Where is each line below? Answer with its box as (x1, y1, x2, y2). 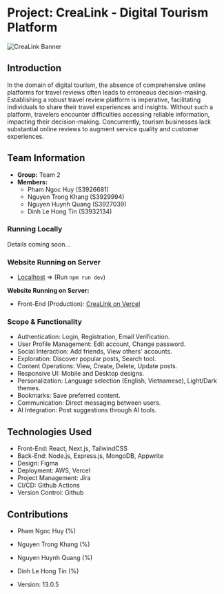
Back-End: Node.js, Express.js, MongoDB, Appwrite (17, 452, 164, 460)
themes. (17, 384, 41, 392)
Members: (17, 178, 48, 186)
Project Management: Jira (17, 474, 91, 482)
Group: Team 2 (17, 171, 61, 179)
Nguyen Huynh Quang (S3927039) (27, 200, 127, 208)
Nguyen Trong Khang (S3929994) (27, 192, 125, 201)
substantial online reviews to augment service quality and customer (7, 124, 199, 133)
